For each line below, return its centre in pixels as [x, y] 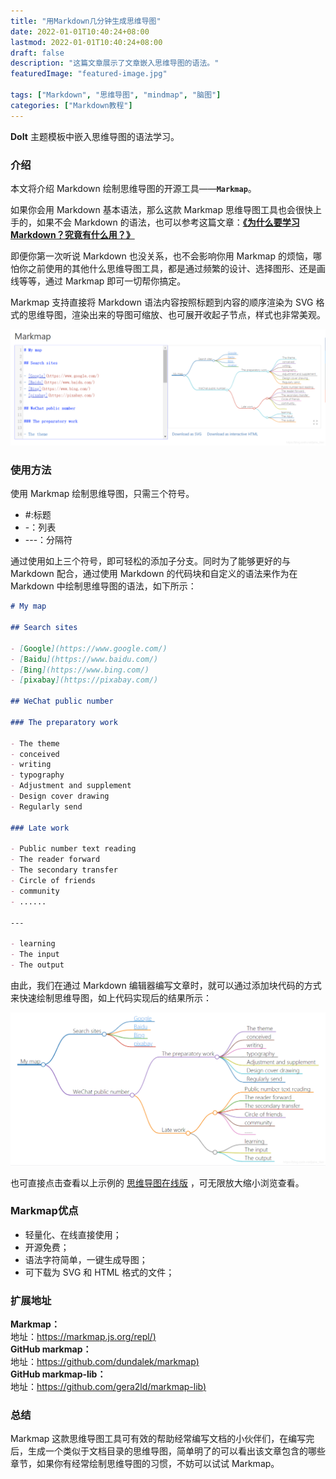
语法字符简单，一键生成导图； [86, 1259]
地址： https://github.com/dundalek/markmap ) [105, 1362]
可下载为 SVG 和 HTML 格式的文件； [99, 1272]
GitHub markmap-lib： [58, 1374]
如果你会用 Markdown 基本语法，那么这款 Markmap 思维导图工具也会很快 [161, 209]
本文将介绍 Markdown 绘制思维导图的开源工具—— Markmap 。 [133, 188]
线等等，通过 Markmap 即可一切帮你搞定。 [98, 281]
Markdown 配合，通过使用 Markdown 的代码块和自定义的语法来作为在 [154, 574]
